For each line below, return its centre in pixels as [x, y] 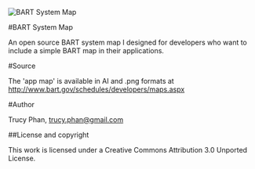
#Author [22, 104]
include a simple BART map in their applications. [86, 50]
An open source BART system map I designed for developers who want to [127, 42]
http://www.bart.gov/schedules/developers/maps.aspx [97, 89]
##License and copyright [49, 135]
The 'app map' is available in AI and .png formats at [91, 81]
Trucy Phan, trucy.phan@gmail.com [66, 120]
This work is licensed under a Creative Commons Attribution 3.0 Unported [128, 150]
